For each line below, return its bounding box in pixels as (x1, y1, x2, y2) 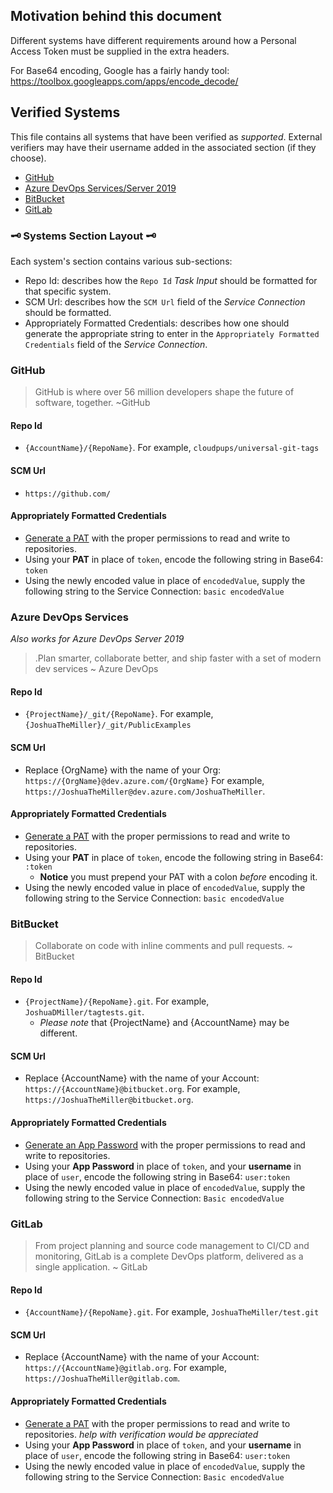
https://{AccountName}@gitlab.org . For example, (24, 1362, 227, 1374)
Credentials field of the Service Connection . (24, 338, 208, 350)
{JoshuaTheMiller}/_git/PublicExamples (24, 720, 192, 731)
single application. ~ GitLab (34, 1260, 148, 1273)
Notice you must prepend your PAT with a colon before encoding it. (39, 870, 318, 883)
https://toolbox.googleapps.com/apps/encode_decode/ (10, 75, 239, 87)
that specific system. (24, 285, 112, 297)
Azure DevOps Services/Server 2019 (24, 182, 177, 194)
